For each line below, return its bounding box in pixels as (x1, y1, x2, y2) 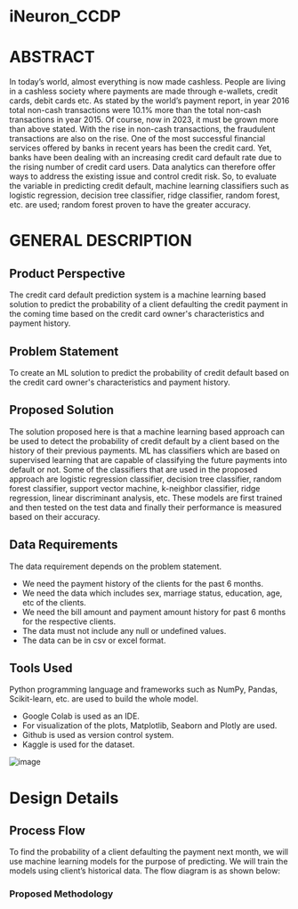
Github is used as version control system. (21, 730, 174, 741)
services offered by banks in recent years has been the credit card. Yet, (9, 142, 272, 153)
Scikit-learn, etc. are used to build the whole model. (9, 694, 198, 704)
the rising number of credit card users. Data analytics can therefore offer (9, 162, 276, 173)
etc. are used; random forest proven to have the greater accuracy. (9, 199, 251, 210)
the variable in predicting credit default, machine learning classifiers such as (9, 181, 289, 191)
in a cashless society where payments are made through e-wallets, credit (9, 86, 278, 97)
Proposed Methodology (9, 888, 114, 900)
